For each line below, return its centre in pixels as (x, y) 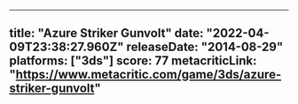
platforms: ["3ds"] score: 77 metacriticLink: (133, 61)
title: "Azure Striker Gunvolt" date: (106, 33)
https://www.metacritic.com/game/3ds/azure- (149, 74)
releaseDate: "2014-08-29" (205, 47)
